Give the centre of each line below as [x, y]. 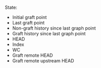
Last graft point [28, 23]
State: [11, 7]
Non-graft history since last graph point [54, 28]
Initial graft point [29, 17]
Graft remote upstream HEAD [43, 61]
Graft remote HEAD [33, 55]
